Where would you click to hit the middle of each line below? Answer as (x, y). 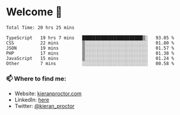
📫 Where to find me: (36, 79)
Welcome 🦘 (34, 12)
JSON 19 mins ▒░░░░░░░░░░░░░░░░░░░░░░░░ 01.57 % (90, 48)
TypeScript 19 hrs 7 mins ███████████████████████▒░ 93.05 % (90, 38)
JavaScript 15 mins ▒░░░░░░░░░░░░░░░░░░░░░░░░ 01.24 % (90, 58)
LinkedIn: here (32, 100)
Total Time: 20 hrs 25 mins (40, 28)
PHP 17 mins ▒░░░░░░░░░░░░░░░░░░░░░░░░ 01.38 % (90, 53)
